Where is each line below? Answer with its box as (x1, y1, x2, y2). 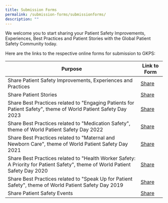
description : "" (5, 16, 39, 21)
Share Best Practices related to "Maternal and (7, 134, 115, 141)
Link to (142, 62, 159, 69)
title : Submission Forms (5, 7, 57, 12)
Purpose (61, 65, 82, 72)
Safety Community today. (5, 41, 57, 47)
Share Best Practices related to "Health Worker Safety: (7, 155, 136, 162)
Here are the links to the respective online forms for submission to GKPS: (5, 50, 156, 56)
